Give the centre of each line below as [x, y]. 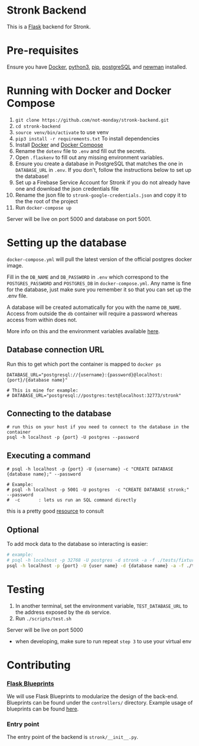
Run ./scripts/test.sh [43, 618]
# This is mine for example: [43, 390]
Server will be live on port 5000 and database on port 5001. [79, 219]
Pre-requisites [43, 51]
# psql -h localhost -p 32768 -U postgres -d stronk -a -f [81, 560]
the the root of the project [47, 201]
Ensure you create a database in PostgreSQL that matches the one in [99, 164]
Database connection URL [56, 350]
